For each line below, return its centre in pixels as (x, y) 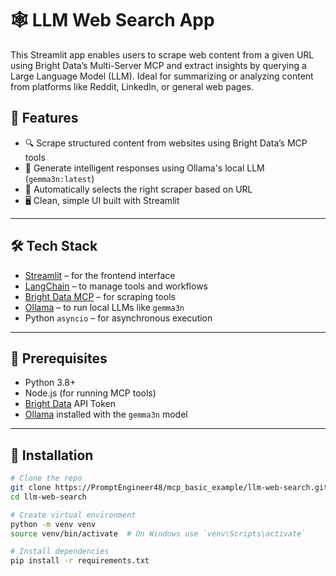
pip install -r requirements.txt (80, 561)
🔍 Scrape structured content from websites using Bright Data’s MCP (166, 143)
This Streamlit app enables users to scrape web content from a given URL (162, 54)
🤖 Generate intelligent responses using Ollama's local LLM (144, 168)
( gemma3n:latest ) (59, 178)
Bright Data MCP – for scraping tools (100, 296)
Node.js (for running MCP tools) (90, 393)
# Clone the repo (46, 478)
